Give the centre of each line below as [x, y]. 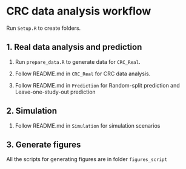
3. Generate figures [44, 144]
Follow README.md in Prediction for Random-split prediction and [97, 85]
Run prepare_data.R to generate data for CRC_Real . [78, 61]
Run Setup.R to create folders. [44, 28]
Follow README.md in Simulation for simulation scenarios [88, 125]
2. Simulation [32, 111]
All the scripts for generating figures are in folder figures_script [87, 159]
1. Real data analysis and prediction [74, 47]
